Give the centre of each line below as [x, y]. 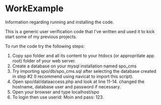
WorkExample [34, 9]
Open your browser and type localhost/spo [56, 92]
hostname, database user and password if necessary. [67, 86]
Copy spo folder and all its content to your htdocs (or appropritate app [83, 55]
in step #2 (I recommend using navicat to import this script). [73, 76]
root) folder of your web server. [44, 61]
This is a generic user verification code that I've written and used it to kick [80, 31]
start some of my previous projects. [41, 37]
